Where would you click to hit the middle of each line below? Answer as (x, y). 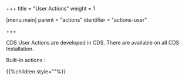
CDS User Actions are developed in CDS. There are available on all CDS (93, 43)
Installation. (20, 49)
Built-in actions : (26, 60)
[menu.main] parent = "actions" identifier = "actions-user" (77, 20)
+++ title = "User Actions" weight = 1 (51, 9)
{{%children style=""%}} (36, 72)
